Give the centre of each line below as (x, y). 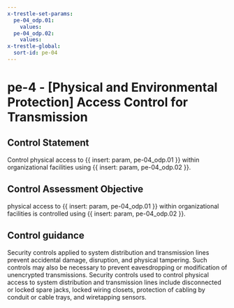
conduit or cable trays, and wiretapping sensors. (77, 297)
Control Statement (48, 143)
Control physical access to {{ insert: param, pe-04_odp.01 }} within (103, 160)
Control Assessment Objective (75, 189)
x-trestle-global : (34, 46)
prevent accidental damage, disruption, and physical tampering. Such (107, 260)
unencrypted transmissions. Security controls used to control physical (108, 274)
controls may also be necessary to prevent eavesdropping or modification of (117, 267)
